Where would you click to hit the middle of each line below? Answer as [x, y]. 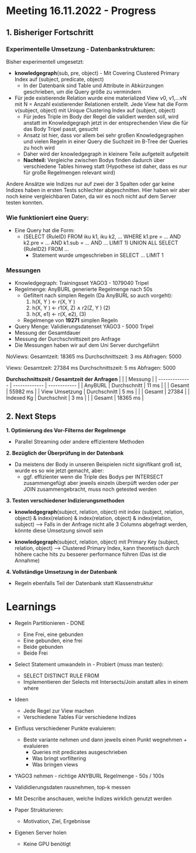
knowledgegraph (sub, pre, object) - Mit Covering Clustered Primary [97, 73]
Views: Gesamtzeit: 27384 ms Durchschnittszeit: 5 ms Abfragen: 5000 [91, 368]
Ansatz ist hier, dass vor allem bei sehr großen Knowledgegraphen [104, 135]
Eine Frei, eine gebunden [53, 634]
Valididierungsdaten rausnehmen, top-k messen [72, 787]
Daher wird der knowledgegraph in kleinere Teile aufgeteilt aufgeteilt [106, 154]
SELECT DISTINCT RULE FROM [61, 676]
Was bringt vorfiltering [59, 758]
